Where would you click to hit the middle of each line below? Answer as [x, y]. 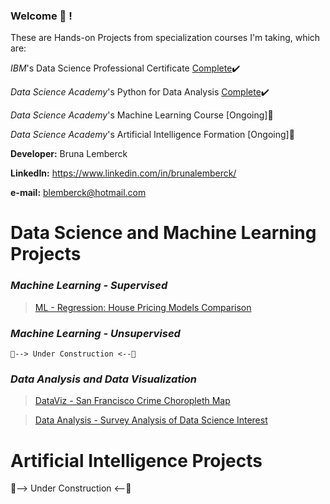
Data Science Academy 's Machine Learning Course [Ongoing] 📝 [142, 115]
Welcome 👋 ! [41, 16]
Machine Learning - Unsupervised [95, 333]
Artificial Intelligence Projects [136, 460]
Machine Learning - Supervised [89, 286]
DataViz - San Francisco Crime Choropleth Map [132, 401]
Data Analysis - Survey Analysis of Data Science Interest [151, 420]
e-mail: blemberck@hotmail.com [78, 193]
